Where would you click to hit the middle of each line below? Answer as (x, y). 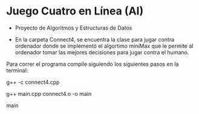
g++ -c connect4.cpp (33, 82)
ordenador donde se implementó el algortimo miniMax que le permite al (104, 46)
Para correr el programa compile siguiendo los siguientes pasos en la (93, 64)
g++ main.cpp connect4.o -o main (49, 93)
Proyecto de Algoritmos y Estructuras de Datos (73, 28)
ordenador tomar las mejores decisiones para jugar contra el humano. (102, 52)
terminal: (17, 70)
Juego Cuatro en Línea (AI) (75, 11)
